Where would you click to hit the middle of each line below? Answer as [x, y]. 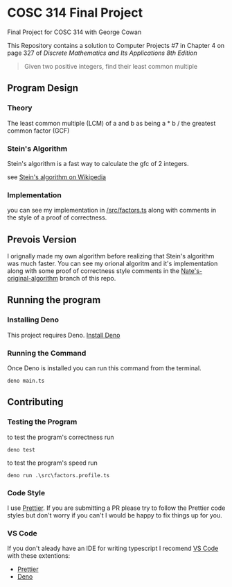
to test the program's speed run [53, 463]
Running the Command [47, 353]
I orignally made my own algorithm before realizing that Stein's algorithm [111, 256]
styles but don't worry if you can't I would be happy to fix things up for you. [115, 515]
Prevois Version [42, 239]
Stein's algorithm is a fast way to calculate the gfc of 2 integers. [98, 163]
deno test [21, 449]
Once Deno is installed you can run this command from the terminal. [105, 368]
